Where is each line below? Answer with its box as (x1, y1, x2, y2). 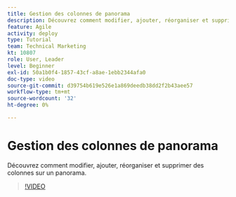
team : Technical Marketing (7, 43, 86, 50)
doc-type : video (7, 75, 55, 83)
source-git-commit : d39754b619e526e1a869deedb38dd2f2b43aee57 (7, 82, 193, 89)
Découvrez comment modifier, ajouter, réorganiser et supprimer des (7, 161, 204, 169)
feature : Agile (7, 23, 52, 30)
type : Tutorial (7, 36, 52, 43)
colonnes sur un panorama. (7, 168, 87, 177)
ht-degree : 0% (7, 102, 49, 109)
